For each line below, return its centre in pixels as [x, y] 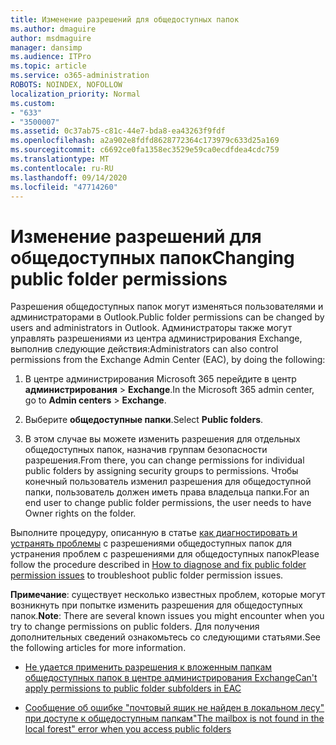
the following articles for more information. [98, 648]
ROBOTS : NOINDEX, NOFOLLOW [66, 85]
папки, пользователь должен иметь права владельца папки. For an [167, 492]
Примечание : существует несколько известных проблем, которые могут [168, 595]
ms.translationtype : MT [60, 159]
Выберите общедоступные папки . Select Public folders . [144, 420]
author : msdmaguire [51, 38]
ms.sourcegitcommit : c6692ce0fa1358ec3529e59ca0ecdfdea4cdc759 [145, 150]
